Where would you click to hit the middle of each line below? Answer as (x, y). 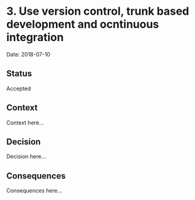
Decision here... (26, 156)
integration (35, 37)
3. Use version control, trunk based (98, 11)
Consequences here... (34, 191)
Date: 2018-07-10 (29, 54)
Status (19, 74)
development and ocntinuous (83, 24)
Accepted (19, 88)
